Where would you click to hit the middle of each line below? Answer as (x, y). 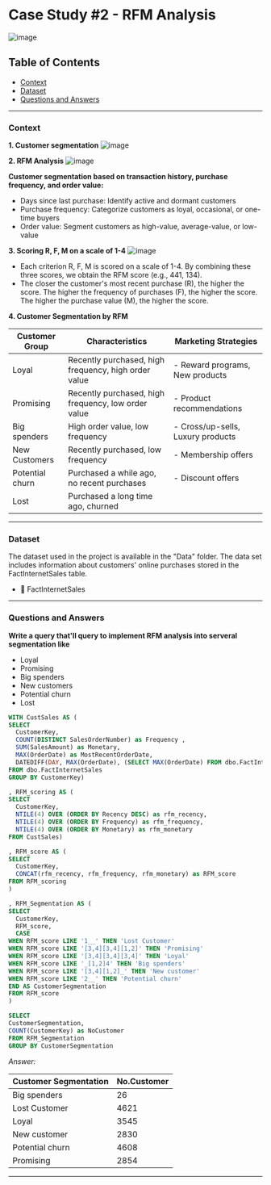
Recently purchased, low (115, 450)
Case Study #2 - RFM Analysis (112, 15)
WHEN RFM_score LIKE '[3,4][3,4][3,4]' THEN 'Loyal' (99, 957)
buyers (48, 218)
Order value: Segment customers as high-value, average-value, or (130, 227)
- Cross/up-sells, (206, 427)
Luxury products (204, 437)
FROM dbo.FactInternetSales (56, 770)
